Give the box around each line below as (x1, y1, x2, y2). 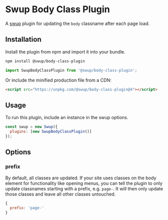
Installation (5, 35, 42, 44)
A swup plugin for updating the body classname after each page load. (5, 20, 150, 26)
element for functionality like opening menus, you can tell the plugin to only (5, 180, 163, 186)
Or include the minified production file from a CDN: (5, 77, 112, 83)
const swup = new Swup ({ (5, 124, 58, 129)
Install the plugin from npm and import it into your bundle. (5, 48, 126, 54)
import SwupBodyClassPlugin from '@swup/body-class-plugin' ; (5, 68, 138, 73)
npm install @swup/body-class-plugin (5, 59, 85, 64)
